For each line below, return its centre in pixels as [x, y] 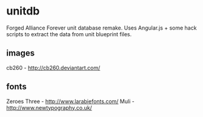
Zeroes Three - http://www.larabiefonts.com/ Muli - [70, 101]
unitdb [23, 11]
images [21, 53]
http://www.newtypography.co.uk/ [49, 107]
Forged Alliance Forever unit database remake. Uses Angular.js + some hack [101, 28]
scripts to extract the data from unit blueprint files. [69, 34]
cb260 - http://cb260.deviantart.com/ [53, 68]
